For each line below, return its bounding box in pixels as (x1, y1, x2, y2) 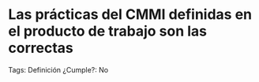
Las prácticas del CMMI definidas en (8, 6, 253, 24)
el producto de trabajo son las (8, 22, 208, 40)
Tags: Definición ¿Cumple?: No (8, 65, 109, 74)
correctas (8, 39, 73, 57)
